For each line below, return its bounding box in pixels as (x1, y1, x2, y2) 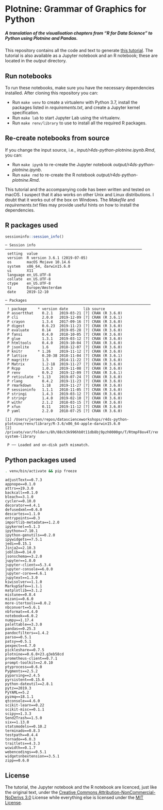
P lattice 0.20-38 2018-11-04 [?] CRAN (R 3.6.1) (7, 353, 123, 358)
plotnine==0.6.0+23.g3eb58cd (5, 652, 64, 657)
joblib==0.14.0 (5, 550, 36, 555)
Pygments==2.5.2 (5, 669, 38, 674)
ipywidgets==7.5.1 (5, 537, 42, 542)
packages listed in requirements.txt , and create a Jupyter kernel (12, 104, 140, 110)
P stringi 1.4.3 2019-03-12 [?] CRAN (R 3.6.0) (7, 392, 123, 396)
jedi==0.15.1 (5, 541, 32, 546)
